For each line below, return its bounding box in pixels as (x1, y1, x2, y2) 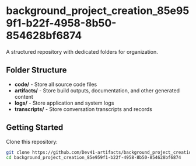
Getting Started (6, 123, 64, 133)
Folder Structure (6, 65, 67, 75)
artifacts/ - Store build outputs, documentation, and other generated (14, 87, 180, 94)
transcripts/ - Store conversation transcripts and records (14, 105, 153, 112)
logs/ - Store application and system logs (14, 99, 114, 106)
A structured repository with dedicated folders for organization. (6, 48, 159, 55)
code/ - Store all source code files (14, 81, 97, 88)
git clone (6, 149, 30, 155)
